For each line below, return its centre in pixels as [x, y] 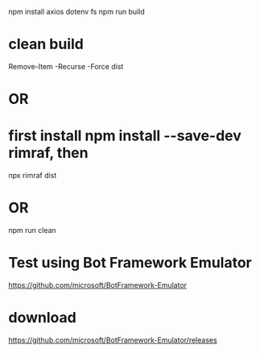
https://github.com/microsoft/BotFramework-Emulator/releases [113, 340]
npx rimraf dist [33, 176]
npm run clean [32, 230]
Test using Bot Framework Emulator [130, 263]
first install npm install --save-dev [125, 136]
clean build [46, 44]
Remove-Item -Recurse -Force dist [66, 66]
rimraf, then [48, 153]
